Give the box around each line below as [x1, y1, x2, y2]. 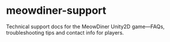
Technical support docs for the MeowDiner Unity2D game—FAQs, [6, 23, 165, 30]
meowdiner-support [6, 4, 107, 17]
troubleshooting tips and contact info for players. [6, 29, 124, 36]
